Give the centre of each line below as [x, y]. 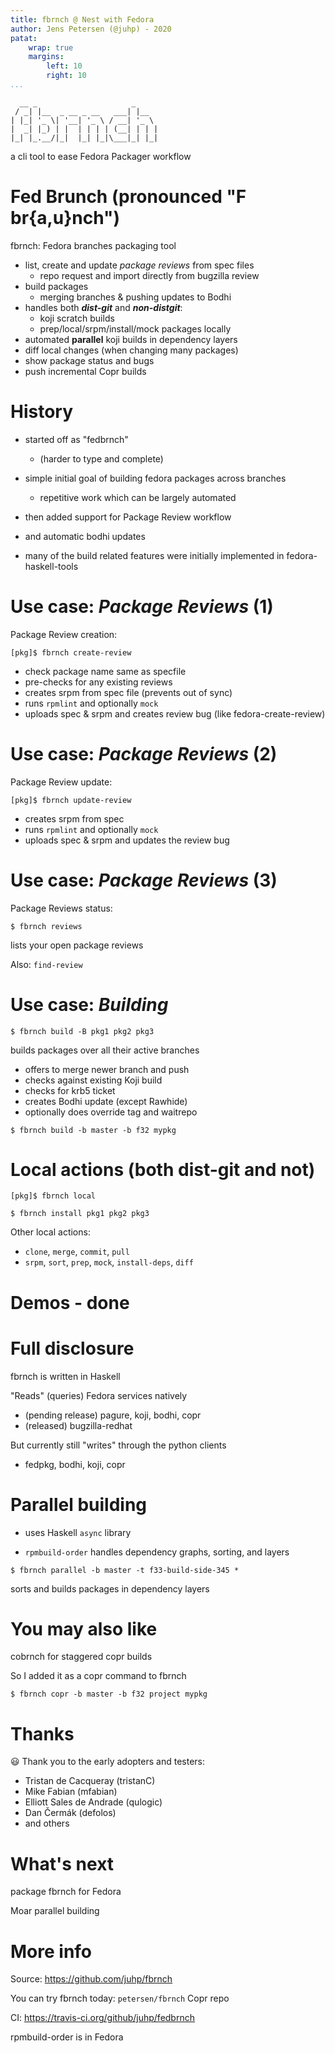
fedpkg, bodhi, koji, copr [75, 1464]
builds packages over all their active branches [105, 1050]
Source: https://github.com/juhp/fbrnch [91, 1979]
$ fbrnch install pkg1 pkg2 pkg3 [80, 1214]
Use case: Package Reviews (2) [144, 753]
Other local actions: [50, 1232]
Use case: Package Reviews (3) [144, 880]
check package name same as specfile [105, 671]
